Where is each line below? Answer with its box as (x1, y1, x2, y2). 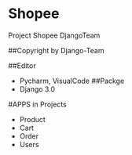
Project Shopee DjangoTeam (8, 31, 101, 40)
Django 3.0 (19, 84, 56, 94)
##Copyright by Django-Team (8, 45, 104, 55)
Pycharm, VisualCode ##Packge (19, 76, 125, 85)
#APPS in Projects (8, 99, 67, 109)
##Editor (8, 60, 37, 70)
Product (19, 114, 46, 124)
